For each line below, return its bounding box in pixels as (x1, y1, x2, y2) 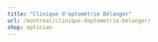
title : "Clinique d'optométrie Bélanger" (7, 10, 132, 18)
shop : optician (7, 23, 53, 31)
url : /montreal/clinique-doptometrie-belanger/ (7, 17, 152, 24)
